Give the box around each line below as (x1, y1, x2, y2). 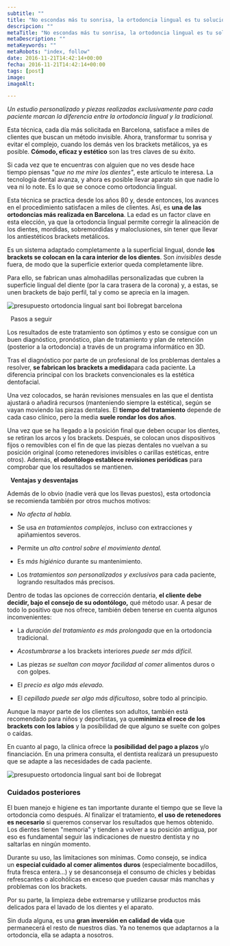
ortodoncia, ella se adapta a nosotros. (7, 931, 114, 939)
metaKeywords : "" (7, 42, 57, 49)
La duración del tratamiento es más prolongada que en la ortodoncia (16, 626, 212, 635)
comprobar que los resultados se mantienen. (7, 463, 133, 471)
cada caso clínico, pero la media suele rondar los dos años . (7, 413, 177, 422)
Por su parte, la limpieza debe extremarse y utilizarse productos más (7, 895, 201, 903)
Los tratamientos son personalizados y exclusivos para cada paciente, (16, 570, 217, 579)
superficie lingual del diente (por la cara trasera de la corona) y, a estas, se (7, 281, 218, 289)
